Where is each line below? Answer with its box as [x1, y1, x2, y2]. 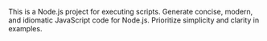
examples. [8, 24, 43, 33]
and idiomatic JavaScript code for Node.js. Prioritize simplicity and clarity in [8, 15, 260, 25]
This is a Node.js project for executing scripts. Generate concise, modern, [8, 7, 253, 16]
